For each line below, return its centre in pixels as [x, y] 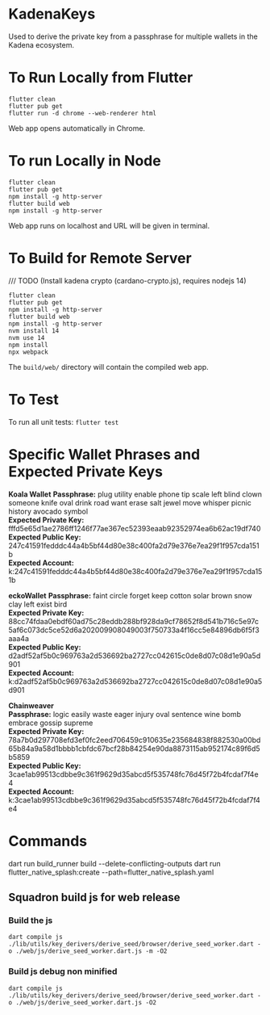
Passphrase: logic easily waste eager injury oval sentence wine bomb [125, 714]
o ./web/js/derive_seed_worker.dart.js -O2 [83, 1002]
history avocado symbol [48, 511]
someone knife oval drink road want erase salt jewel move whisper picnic [130, 502]
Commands [48, 841]
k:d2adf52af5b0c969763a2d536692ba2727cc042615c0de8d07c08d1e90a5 [135, 681]
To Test [33, 399]
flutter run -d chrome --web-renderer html [83, 113]
